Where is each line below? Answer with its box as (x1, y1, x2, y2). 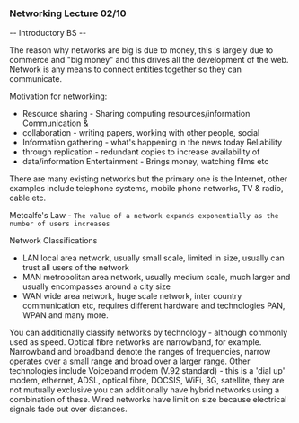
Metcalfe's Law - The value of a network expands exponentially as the (9, 210, 279, 221)
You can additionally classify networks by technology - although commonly (9, 327, 288, 339)
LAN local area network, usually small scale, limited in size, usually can (22, 252, 285, 263)
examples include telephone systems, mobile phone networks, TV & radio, (9, 183, 284, 194)
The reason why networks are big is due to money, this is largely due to (9, 45, 274, 56)
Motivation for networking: (9, 91, 108, 101)
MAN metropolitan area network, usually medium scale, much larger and (22, 272, 291, 283)
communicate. (9, 74, 63, 84)
